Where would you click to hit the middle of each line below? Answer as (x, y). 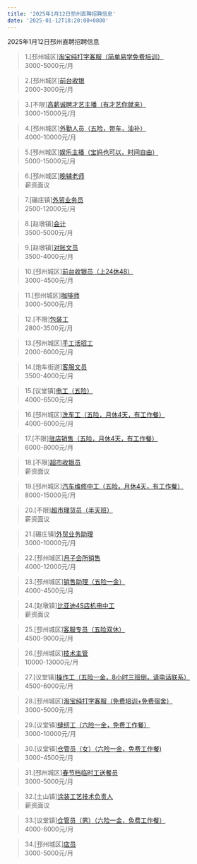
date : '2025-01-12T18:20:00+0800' (58, 21)
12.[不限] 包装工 (47, 319)
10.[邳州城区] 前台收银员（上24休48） (79, 271)
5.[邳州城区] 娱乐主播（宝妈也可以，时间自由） (91, 152)
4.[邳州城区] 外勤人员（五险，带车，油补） (85, 128)
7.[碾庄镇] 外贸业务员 (54, 199)
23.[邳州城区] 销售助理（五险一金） (75, 581)
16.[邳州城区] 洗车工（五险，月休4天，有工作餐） (95, 414)
